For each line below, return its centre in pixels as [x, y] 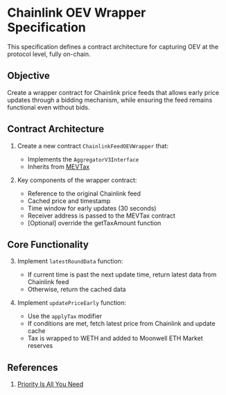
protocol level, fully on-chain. [49, 54]
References [33, 368]
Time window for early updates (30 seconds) [92, 208]
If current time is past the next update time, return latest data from [122, 274]
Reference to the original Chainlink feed [84, 193]
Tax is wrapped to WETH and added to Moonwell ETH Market [115, 338]
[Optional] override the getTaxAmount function [94, 222]
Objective [29, 76]
